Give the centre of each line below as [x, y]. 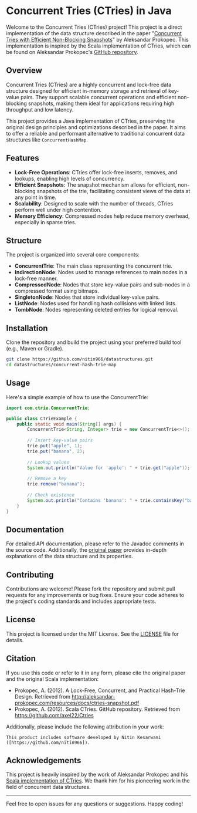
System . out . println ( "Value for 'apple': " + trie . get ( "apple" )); [109, 468]
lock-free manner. [36, 279]
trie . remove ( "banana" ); [56, 484]
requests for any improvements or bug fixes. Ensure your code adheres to [95, 595]
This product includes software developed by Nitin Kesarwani [84, 737]
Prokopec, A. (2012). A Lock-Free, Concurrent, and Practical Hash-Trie [100, 690]
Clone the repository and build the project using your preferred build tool [94, 342]
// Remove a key [47, 479]
